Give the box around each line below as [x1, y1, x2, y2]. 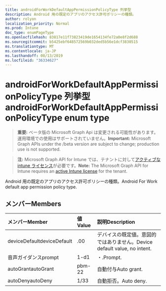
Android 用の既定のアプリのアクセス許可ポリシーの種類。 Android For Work [5, 178, 158, 184]
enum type [64, 112, 110, 124]
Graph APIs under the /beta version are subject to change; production [17, 141, 160, 147]
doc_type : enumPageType [5, 30, 54, 35]
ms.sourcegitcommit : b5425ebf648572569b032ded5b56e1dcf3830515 [5, 40, 138, 44]
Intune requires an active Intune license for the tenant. [17, 168, 127, 174]
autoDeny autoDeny [7, 277, 53, 284]
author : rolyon [5, 16, 37, 21]
